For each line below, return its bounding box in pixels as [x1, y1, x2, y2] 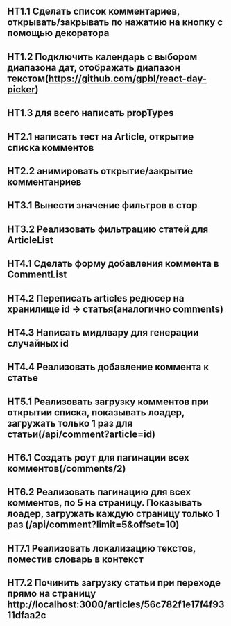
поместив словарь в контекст [7, 553, 144, 565]
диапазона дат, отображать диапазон [7, 62, 180, 74]
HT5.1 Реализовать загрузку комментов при [7, 395, 209, 407]
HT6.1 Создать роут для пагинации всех [7, 452, 189, 464]
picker [7, 83, 36, 95]
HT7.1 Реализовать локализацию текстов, [7, 542, 196, 554]
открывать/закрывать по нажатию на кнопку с [7, 17, 223, 28]
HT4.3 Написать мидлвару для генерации [7, 327, 199, 338]
